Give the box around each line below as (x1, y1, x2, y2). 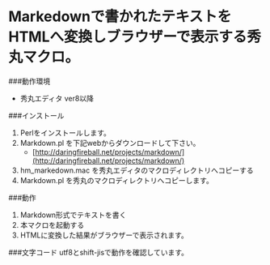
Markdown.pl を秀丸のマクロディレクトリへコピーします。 (19, 175, 214, 185)
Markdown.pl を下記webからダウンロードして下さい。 (19, 138, 200, 147)
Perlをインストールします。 (19, 127, 112, 138)
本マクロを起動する (19, 220, 85, 229)
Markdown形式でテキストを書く (19, 210, 127, 220)
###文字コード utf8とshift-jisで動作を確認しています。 (8, 247, 188, 257)
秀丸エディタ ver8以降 (19, 93, 95, 103)
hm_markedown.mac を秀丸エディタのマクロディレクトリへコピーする (19, 165, 254, 175)
